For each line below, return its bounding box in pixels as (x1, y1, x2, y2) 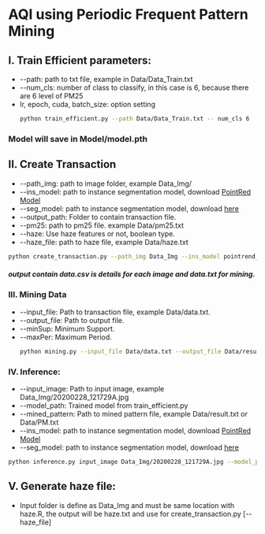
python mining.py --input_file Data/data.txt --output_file (19, 347, 222, 355)
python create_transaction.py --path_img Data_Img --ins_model (8, 252, 221, 261)
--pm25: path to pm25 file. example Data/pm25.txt (19, 221, 184, 230)
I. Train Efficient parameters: (8, 54, 152, 67)
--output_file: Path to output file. (19, 315, 125, 324)
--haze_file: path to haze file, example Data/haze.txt (19, 237, 189, 247)
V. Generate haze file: (8, 480, 117, 493)
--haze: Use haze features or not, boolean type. (19, 228, 175, 238)
